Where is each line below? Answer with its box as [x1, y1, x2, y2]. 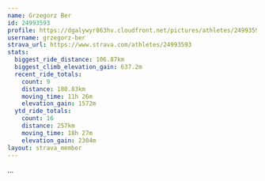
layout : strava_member [7, 144, 82, 152]
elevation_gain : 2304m [21, 136, 97, 145]
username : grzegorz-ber [7, 33, 86, 42]
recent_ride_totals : [14, 70, 82, 78]
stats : [7, 48, 29, 56]
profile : [7, 26, 36, 34]
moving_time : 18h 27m [21, 129, 93, 137]
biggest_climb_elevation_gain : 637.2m [14, 63, 143, 71]
